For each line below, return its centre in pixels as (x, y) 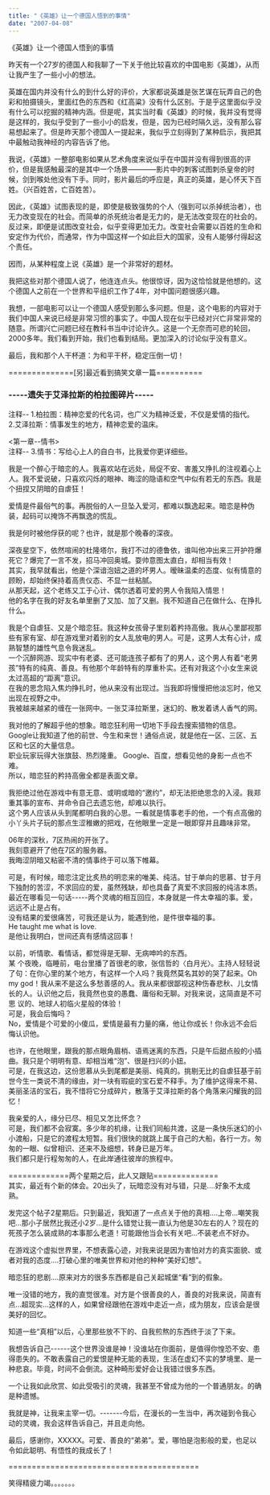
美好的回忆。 (29, 1314)
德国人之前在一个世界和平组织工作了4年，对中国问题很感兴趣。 (120, 291)
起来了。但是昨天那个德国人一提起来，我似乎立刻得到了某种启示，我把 (138, 132)
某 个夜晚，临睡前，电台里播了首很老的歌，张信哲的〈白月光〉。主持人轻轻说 (134, 963)
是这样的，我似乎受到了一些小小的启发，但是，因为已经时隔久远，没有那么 (131, 122)
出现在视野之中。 (37, 698)
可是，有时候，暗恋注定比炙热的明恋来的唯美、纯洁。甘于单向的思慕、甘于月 (135, 877)
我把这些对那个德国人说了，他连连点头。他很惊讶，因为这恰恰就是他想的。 (131, 281)
